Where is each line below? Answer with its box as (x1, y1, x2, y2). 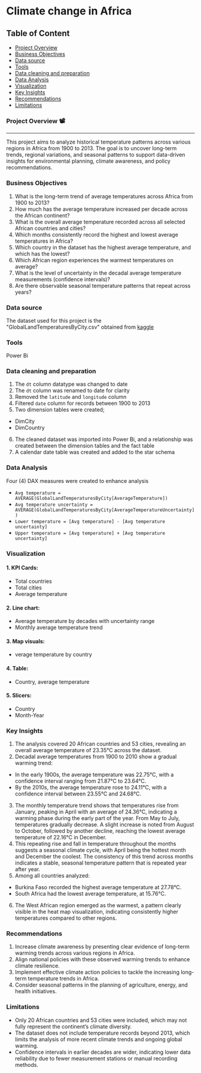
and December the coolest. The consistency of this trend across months (14, 853, 193, 860)
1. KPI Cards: (6, 564, 39, 571)
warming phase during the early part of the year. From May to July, (14, 815, 181, 822)
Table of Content (6, 28, 70, 38)
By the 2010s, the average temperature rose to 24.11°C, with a (14, 784, 167, 791)
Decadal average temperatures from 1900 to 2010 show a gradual (14, 753, 177, 761)
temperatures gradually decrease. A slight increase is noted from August (14, 821, 194, 828)
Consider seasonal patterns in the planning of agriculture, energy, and (14, 981, 188, 989)
